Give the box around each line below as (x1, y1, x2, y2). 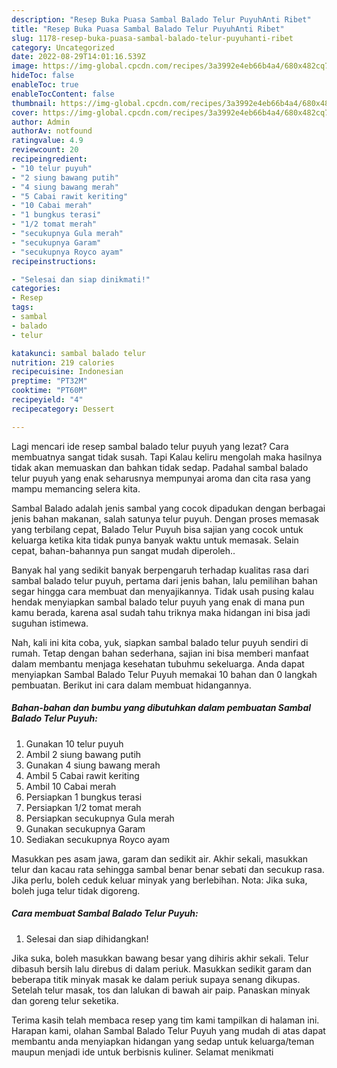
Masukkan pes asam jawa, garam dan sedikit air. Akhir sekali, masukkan (11, 852, 309, 865)
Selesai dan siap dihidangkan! (25, 932, 149, 945)
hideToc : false (11, 71, 75, 81)
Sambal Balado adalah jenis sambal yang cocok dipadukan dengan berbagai (11, 502, 326, 514)
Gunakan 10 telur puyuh (25, 737, 124, 750)
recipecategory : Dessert (11, 404, 115, 414)
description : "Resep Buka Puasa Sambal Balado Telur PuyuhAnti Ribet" (11, 14, 312, 25)
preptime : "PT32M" (11, 376, 88, 386)
